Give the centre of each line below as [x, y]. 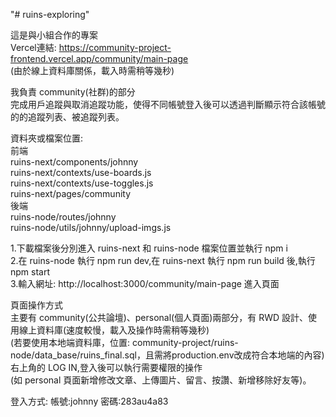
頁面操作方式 [36, 305]
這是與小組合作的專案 [54, 35]
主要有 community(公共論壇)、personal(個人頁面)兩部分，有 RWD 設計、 [159, 317]
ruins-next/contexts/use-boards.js [81, 172]
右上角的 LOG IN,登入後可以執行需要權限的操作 [106, 367]
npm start [30, 272]
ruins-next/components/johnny [74, 162]
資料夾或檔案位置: [47, 138]
